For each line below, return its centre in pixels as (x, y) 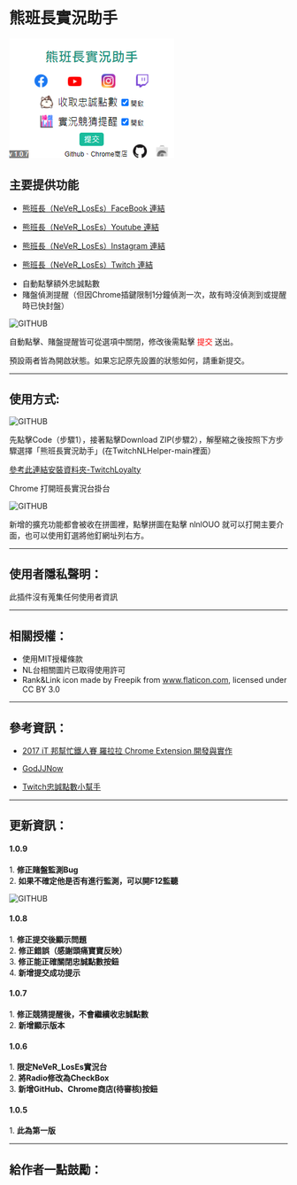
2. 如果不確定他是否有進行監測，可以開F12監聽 (94, 880)
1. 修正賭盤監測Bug (44, 870)
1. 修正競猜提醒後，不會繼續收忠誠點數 (79, 1014)
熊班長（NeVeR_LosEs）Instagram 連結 (94, 245)
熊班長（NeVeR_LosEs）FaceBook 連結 (93, 208)
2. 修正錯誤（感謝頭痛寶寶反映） (68, 950)
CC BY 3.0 (41, 689)
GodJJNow (42, 768)
